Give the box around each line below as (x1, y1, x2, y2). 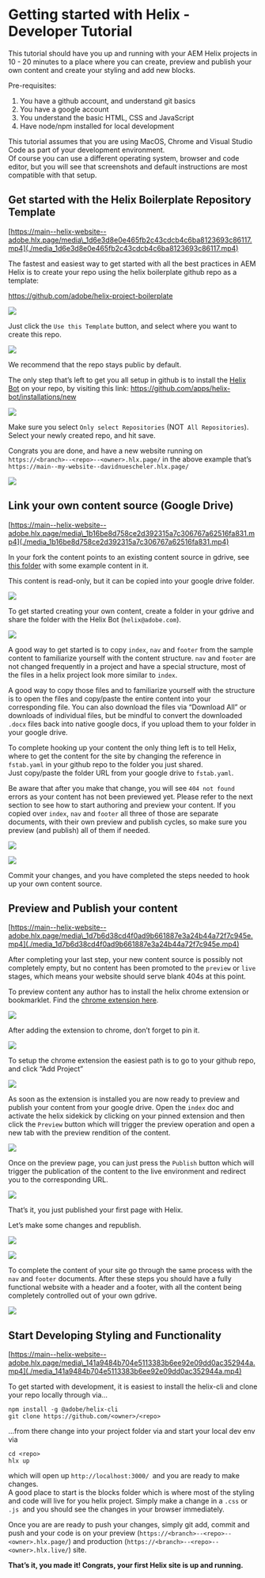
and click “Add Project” (8, 1064, 84, 1074)
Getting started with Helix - (8, 6, 190, 24)
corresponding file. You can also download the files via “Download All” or (8, 702, 247, 712)
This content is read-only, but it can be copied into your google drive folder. (8, 576, 255, 585)
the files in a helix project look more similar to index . (8, 670, 178, 679)
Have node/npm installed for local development (19, 121, 175, 131)
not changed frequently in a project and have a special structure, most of (8, 661, 247, 671)
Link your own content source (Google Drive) (8, 499, 234, 512)
